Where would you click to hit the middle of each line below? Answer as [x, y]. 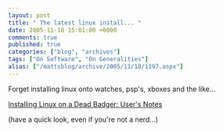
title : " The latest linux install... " [75, 23]
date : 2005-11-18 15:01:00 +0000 [63, 30]
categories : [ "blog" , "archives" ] [65, 52]
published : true [34, 45]
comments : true [33, 37]
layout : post [29, 15]
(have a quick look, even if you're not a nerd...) [83, 119]
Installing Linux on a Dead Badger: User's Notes [85, 104]
